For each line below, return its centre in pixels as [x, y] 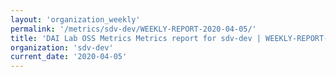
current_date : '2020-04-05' [69, 57]
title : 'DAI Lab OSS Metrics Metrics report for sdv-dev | [136, 38]
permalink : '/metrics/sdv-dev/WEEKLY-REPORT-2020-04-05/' [133, 29]
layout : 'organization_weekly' [75, 19]
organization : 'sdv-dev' [62, 47]
